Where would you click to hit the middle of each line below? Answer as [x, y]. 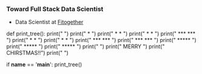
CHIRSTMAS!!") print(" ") [37, 53]
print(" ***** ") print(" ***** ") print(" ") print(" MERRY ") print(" [86, 46]
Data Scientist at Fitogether [49, 22]
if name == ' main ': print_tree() [44, 64]
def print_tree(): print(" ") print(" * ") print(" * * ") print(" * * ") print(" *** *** [101, 34]
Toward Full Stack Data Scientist [55, 9]
